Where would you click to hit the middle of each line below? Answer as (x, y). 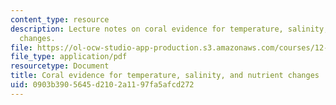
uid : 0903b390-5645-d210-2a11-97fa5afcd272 (102, 85)
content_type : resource (60, 19)
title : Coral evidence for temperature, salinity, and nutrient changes (165, 76)
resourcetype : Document (60, 66)
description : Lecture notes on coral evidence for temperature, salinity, (169, 29)
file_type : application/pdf (69, 57)
